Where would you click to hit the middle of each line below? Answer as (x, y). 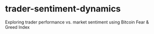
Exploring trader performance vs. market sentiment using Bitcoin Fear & (77, 22)
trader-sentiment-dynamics (63, 9)
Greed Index (18, 27)
